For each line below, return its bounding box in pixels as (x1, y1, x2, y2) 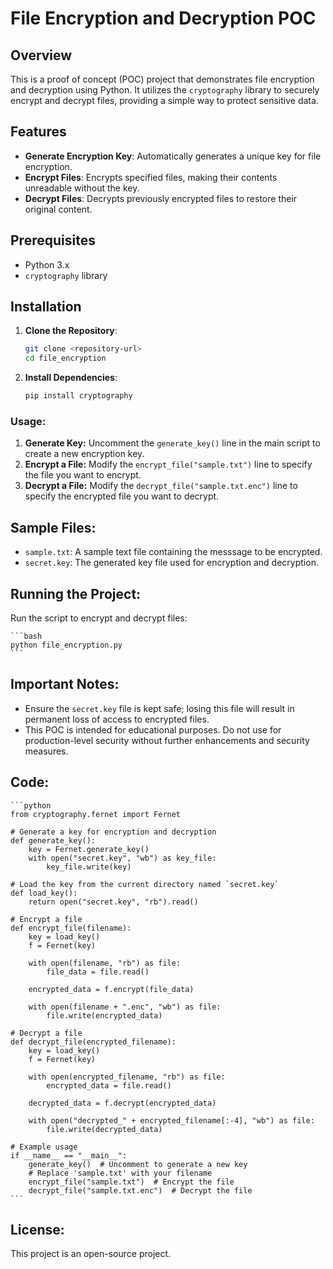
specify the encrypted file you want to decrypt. (24, 490, 220, 502)
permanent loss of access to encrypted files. (24, 713, 210, 725)
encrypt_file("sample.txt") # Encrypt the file (28, 1177, 235, 1187)
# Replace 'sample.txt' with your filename (28, 1168, 213, 1178)
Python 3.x (24, 258, 70, 271)
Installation (10, 298, 82, 316)
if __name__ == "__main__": (10, 1150, 128, 1161)
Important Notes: (10, 676, 120, 693)
